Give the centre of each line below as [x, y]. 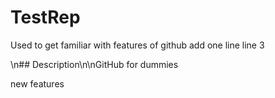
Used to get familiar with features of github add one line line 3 [137, 45]
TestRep [45, 17]
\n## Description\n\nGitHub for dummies [94, 64]
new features [37, 83]
